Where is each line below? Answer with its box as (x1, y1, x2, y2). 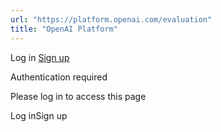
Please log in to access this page (10, 90, 147, 102)
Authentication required (10, 71, 108, 83)
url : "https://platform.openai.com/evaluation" (10, 14, 213, 25)
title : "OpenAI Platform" (10, 24, 118, 34)
